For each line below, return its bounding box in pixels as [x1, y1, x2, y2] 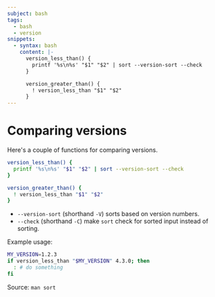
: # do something [13, 264, 64, 271]
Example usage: [7, 238, 53, 246]
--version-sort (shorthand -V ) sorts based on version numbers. [17, 210, 200, 218]
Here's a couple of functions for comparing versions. [7, 146, 158, 154]
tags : [7, 17, 23, 23]
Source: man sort [7, 282, 57, 291]
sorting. [17, 224, 39, 233]
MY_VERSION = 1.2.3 [7, 251, 57, 258]
